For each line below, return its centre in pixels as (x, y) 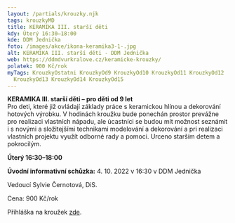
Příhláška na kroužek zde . (45, 212)
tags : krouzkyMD (31, 20)
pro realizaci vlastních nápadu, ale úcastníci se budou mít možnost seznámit (117, 122)
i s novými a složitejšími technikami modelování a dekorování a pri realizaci (115, 129)
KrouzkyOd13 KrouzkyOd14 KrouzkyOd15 (69, 79)
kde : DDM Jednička (34, 40)
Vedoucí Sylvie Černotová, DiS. (52, 185)
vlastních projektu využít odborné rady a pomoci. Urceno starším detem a (114, 136)
